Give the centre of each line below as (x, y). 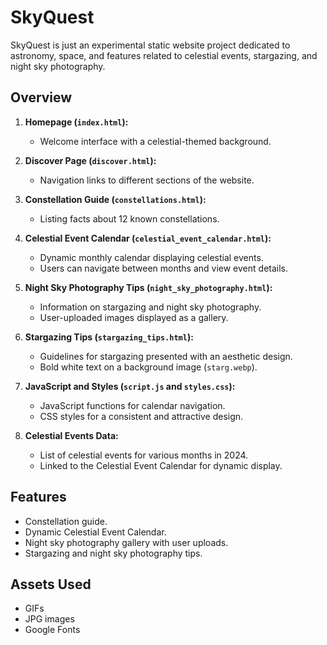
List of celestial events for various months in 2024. (144, 455)
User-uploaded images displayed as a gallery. (134, 317)
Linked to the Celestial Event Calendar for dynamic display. (161, 465)
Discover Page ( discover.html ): (90, 160)
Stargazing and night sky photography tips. (113, 553)
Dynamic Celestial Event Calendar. (95, 532)
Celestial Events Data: (71, 435)
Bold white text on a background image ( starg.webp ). (148, 367)
